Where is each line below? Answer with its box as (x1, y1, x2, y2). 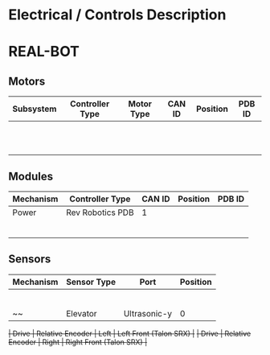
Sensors (8, 252, 51, 266)
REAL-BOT (8, 43, 80, 61)
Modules (8, 169, 54, 183)
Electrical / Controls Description (8, 6, 227, 24)
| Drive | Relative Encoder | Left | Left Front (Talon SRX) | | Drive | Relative (8, 328, 252, 338)
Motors (8, 74, 46, 88)
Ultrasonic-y (123, 308, 173, 319)
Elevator (65, 308, 98, 319)
